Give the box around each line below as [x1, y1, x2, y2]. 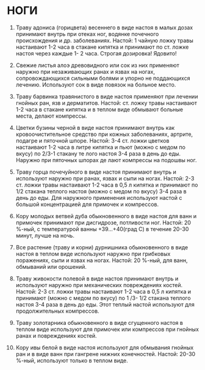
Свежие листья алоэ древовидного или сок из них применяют [15, 62, 179, 69]
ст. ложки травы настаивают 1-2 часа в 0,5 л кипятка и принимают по [15, 181, 198, 188]
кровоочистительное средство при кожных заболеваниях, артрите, [15, 130, 193, 138]
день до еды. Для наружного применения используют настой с [15, 194, 182, 201]
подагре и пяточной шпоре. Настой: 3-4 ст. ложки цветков [15, 137, 170, 144]
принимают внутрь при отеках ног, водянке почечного [15, 30, 159, 37]
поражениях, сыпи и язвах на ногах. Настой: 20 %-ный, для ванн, [15, 257, 188, 264]
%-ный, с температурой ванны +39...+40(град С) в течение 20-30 [15, 225, 189, 232]
